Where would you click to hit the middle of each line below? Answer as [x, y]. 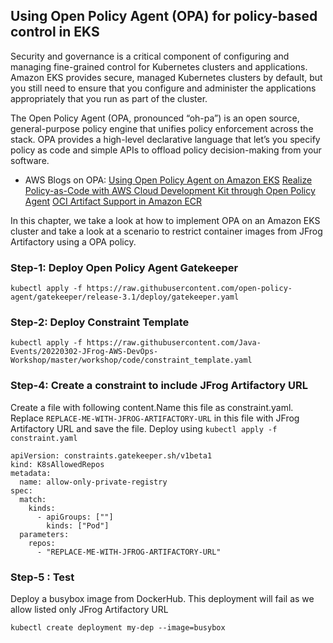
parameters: [44, 534]
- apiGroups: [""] [75, 517]
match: [33, 499]
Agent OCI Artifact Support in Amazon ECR [113, 201]
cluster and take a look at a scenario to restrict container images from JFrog [166, 231]
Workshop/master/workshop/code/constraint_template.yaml [131, 360]
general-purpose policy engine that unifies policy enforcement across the [162, 128]
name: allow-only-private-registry [93, 482]
